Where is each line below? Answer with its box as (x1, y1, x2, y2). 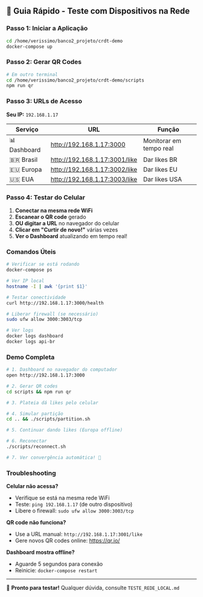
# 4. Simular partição (6, 410, 63, 417)
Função (157, 125, 179, 134)
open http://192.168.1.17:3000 (6, 372, 85, 378)
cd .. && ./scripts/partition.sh (6, 416, 91, 422)
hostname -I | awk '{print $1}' (6, 283, 88, 289)
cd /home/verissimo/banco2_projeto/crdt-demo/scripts (6, 77, 145, 83)
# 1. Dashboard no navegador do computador (6, 367, 118, 373)
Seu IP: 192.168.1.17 (6, 111, 59, 118)
